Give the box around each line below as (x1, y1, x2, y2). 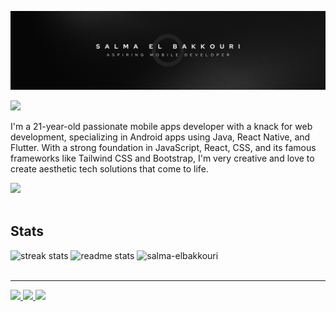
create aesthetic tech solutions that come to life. (10, 163, 209, 175)
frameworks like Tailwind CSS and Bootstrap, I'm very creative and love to (10, 152, 315, 164)
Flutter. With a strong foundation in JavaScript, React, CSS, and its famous (10, 142, 317, 153)
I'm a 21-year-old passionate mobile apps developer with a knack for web (10, 121, 313, 132)
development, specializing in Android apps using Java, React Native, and (10, 131, 311, 143)
